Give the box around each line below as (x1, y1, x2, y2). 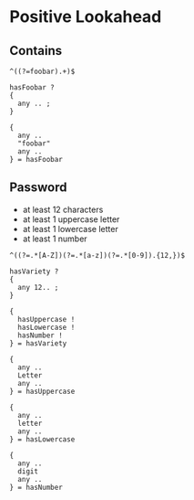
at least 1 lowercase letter (22, 223, 118, 234)
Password (9, 180, 67, 196)
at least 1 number (22, 233, 88, 244)
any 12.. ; (17, 282, 59, 292)
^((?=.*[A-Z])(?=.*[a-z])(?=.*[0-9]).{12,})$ (9, 250, 185, 260)
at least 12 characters (22, 204, 104, 215)
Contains (9, 43, 62, 59)
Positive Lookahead (9, 6, 162, 27)
